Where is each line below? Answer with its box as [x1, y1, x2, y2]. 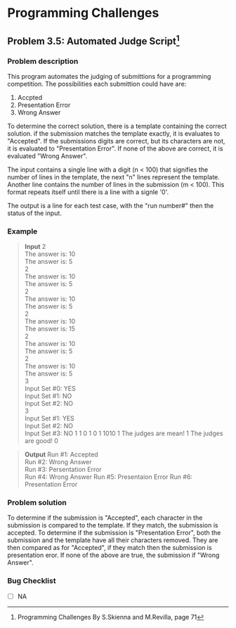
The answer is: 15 [24, 325, 76, 333]
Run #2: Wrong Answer [24, 458, 93, 466]
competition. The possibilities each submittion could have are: [7, 79, 187, 88]
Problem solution [7, 498, 67, 508]
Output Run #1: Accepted [24, 450, 98, 459]
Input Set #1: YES [24, 414, 75, 423]
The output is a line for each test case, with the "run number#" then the [7, 201, 214, 210]
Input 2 [24, 243, 46, 251]
